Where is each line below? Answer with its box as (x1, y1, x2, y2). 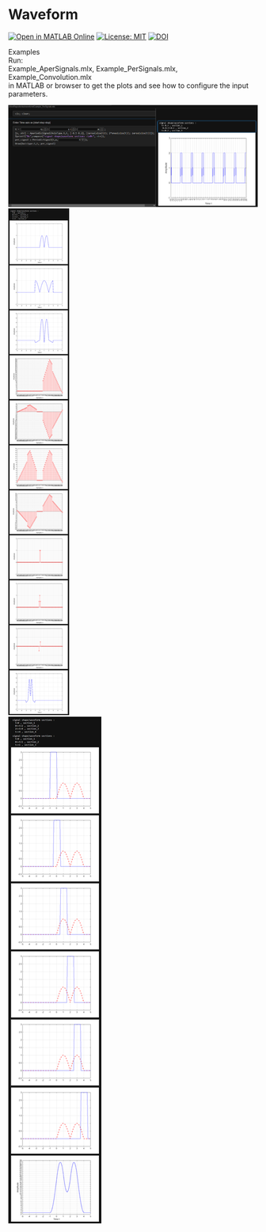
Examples (8, 47, 40, 56)
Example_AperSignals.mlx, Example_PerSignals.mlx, (8, 63, 178, 73)
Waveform (8, 6, 79, 24)
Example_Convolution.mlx (8, 72, 93, 82)
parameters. (8, 89, 48, 98)
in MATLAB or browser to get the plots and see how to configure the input (8, 81, 249, 90)
